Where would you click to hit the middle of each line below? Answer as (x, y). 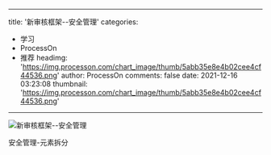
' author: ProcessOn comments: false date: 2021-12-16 (147, 75)
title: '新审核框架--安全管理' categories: (73, 22)
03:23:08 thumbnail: (54, 84)
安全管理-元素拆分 (38, 142)
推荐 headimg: (44, 58)
